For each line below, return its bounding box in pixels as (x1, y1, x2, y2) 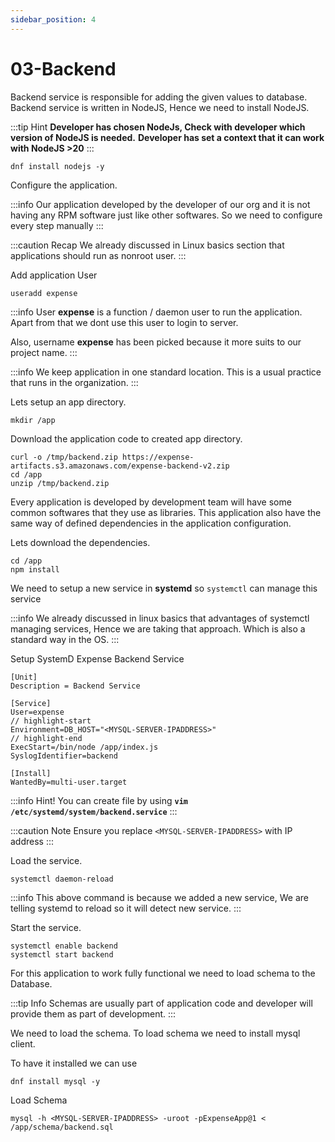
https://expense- (121, 452, 195, 462)
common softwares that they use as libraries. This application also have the (10, 506, 322, 518)
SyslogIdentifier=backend (10, 751, 118, 761)
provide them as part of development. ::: (10, 1007, 177, 1020)
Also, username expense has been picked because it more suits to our (10, 336, 302, 348)
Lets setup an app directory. (10, 396, 127, 408)
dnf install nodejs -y (10, 161, 105, 171)
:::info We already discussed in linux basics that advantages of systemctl (10, 612, 310, 624)
